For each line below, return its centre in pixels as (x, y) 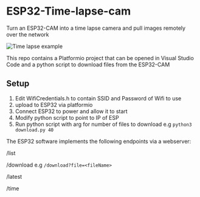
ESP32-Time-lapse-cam (69, 11)
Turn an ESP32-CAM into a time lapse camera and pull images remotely (96, 28)
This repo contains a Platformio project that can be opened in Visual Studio (100, 58)
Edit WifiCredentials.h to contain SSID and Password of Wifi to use (98, 98)
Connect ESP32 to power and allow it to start (71, 111)
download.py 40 (34, 130)
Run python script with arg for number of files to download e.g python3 (103, 124)
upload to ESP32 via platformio (54, 105)
